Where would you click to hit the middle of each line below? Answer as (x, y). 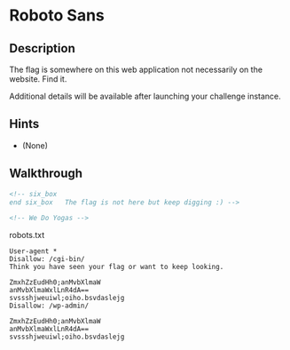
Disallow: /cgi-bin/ (47, 259)
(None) (35, 145)
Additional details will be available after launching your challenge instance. (145, 96)
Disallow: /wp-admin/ (49, 306)
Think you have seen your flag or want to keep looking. (117, 267)
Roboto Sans (57, 16)
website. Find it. (38, 79)
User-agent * (33, 251)
